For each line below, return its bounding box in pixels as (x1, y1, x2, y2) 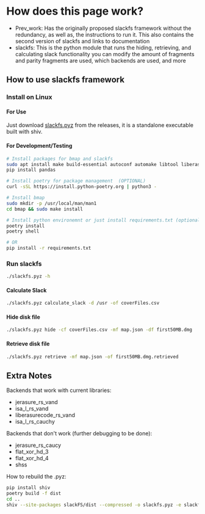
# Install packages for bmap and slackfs (6, 156, 113, 162)
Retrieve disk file (6, 340, 50, 347)
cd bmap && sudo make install (6, 206, 84, 212)
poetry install (6, 223, 45, 229)
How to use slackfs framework (6, 74, 125, 85)
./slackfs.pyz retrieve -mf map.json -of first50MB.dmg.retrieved (6, 353, 179, 360)
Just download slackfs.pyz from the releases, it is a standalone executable (6, 121, 194, 129)
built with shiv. (6, 128, 43, 136)
